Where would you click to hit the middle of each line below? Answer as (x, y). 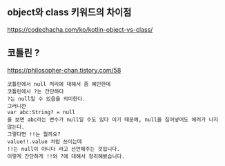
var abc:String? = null (41, 112)
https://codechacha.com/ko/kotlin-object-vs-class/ (80, 29)
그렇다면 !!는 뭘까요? (34, 134)
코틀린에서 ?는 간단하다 (36, 91)
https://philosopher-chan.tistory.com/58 (64, 70)
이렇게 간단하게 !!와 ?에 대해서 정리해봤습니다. (66, 156)
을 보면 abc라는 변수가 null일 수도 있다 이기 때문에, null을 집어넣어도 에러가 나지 (113, 120)
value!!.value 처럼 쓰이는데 (45, 141)
